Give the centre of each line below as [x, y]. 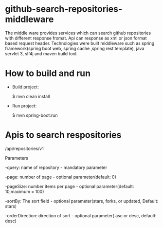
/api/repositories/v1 [24, 148]
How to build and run [48, 73]
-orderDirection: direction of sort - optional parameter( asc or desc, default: [81, 215]
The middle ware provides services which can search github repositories [78, 33]
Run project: [24, 105]
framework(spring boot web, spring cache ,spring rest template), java [75, 48]
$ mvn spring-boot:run [35, 115]
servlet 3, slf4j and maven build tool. [41, 53]
